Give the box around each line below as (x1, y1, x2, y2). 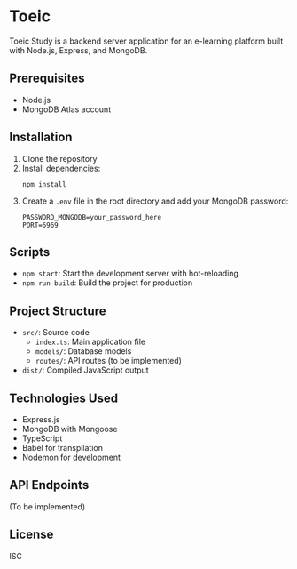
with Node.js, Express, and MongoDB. (9, 44, 148, 55)
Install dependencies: (21, 163, 101, 173)
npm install (21, 180, 66, 188)
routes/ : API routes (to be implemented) (35, 356, 182, 366)
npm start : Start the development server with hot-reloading (21, 268, 239, 279)
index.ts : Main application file (35, 336, 146, 348)
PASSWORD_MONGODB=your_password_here (21, 212, 162, 221)
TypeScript (21, 433, 63, 444)
